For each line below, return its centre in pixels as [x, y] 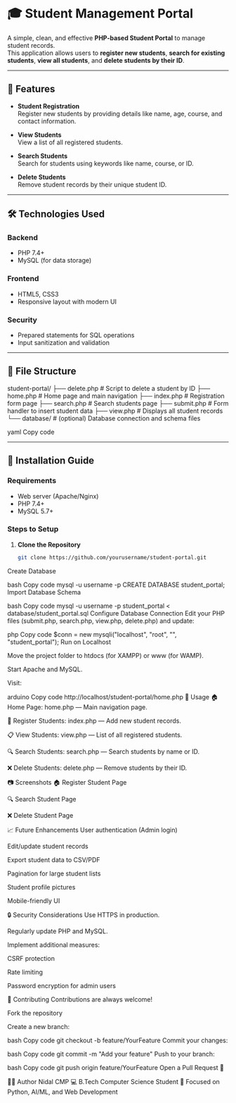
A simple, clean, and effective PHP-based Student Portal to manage [106, 38]
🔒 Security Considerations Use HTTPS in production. [84, 915]
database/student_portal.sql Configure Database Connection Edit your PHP [116, 613]
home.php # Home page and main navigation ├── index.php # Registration [116, 396]
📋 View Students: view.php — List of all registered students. [95, 735]
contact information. [47, 121]
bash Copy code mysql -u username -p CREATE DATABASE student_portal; [116, 585]
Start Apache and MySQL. [45, 669]
